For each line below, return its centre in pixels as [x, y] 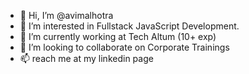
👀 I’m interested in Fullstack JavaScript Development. [129, 26]
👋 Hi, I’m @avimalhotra [66, 15]
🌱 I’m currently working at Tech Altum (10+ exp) [118, 36]
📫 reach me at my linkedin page [86, 58]
